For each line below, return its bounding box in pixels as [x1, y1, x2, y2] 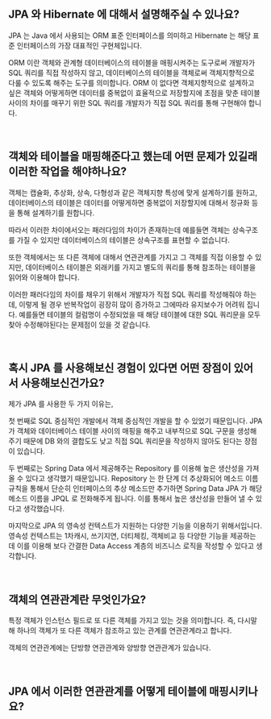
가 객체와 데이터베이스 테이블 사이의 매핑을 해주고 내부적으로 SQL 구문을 [8, 426, 236, 436]
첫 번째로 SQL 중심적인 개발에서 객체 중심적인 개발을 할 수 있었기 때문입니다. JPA [8, 416, 263, 426]
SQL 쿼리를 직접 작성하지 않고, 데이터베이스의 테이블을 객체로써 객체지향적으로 [8, 68, 256, 77]
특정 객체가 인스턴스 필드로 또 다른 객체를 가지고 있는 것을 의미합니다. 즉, [8, 616, 236, 625]
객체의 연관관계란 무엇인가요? [8, 592, 147, 606]
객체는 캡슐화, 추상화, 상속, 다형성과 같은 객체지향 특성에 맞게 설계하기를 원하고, [8, 188, 258, 197]
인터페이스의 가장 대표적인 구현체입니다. [16, 40, 143, 50]
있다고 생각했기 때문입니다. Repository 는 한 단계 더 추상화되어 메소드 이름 [25, 474, 259, 484]
